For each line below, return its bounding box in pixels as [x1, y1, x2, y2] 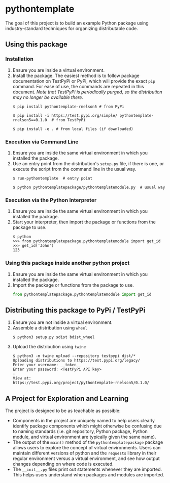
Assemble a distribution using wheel [12, 325, 88, 331]
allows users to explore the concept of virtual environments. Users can [12, 445, 161, 451]
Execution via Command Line [5, 138, 79, 145]
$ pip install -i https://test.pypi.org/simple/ [12, 113, 118, 118]
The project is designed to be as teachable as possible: [5, 408, 121, 414]
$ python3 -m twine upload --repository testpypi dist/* [12, 353, 136, 359]
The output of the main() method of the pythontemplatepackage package [12, 439, 163, 445]
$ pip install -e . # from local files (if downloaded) [12, 126, 133, 132]
